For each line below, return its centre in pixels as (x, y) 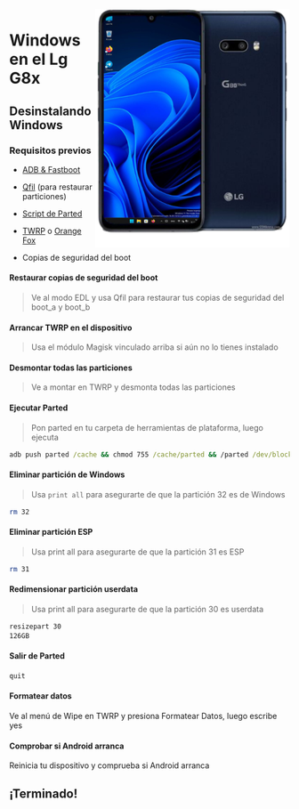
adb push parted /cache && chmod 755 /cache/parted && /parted (129, 454)
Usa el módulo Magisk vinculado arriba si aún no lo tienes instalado (154, 347)
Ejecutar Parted (39, 408)
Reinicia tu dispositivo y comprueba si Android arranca (109, 765)
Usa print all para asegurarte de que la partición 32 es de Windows (158, 494)
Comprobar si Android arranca (67, 746)
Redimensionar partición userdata (74, 589)
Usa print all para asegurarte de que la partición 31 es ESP (137, 552)
